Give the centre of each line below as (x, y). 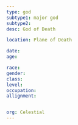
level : (15, 85)
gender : (16, 73)
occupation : (21, 90)
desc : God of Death (31, 29)
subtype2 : (19, 23)
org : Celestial (26, 112)
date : (13, 51)
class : (15, 79)
